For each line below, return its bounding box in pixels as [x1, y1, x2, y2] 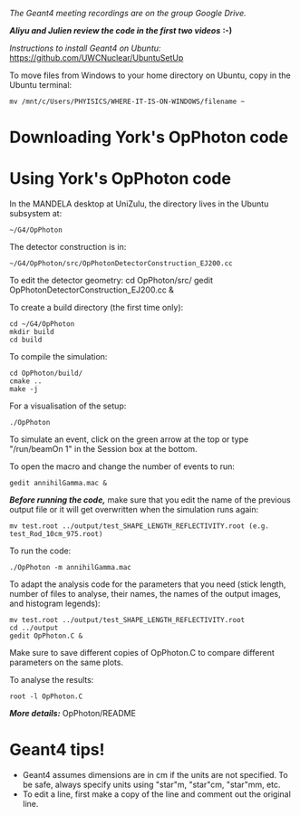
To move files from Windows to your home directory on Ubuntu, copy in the [9, 70, 292, 81]
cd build [9, 335, 43, 345]
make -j [9, 385, 39, 394]
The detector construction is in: [9, 242, 127, 253]
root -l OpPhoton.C [9, 692, 83, 701]
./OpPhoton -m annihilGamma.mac [9, 563, 131, 572]
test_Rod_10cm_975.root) [9, 530, 103, 539]
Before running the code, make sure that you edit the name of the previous [9, 494, 292, 505]
